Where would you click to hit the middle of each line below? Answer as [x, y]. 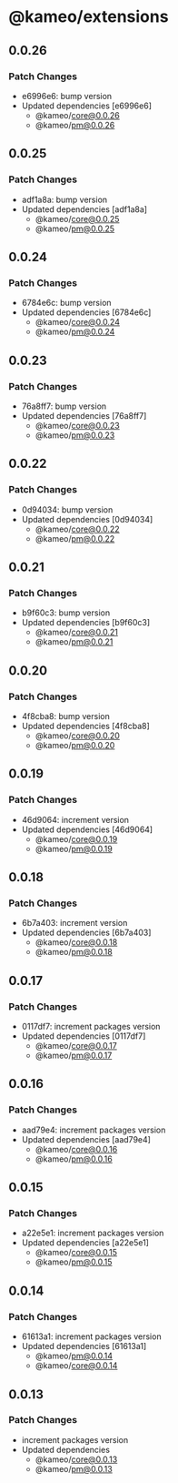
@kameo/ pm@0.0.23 [75, 435]
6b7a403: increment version [74, 923]
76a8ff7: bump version [64, 406]
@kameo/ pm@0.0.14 [74, 1356]
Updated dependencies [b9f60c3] [86, 623]
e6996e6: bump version [67, 96]
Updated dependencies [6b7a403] [86, 933]
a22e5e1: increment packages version [93, 1233]
